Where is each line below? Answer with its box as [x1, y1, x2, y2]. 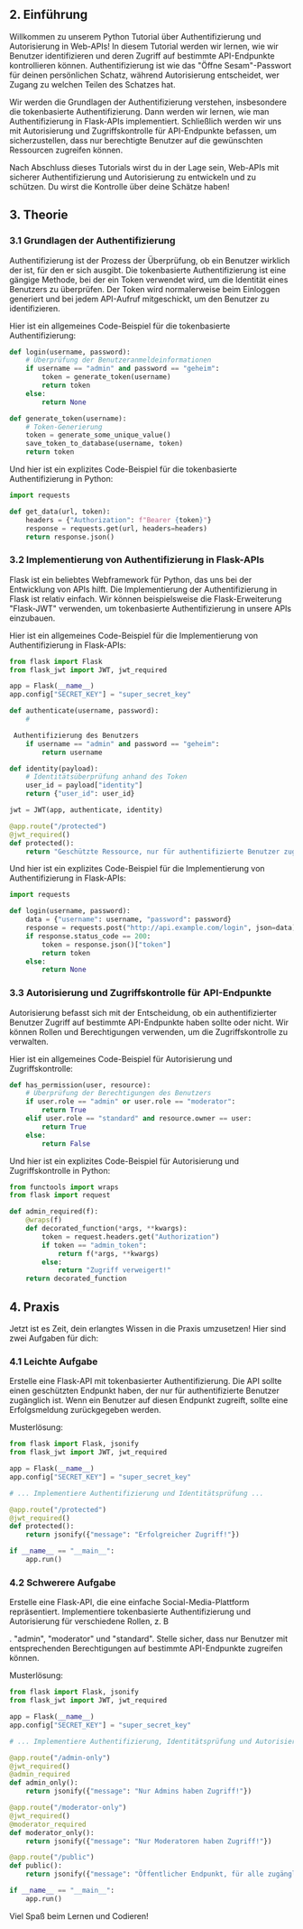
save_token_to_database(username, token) [25, 439, 183, 448]
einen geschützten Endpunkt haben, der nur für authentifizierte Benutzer [9, 1385, 280, 1397]
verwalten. [9, 1036, 49, 1047]
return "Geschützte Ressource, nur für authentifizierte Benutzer [25, 847, 280, 856]
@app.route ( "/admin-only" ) [9, 1753, 111, 1762]
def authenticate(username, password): [9, 706, 160, 715]
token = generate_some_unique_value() [25, 430, 171, 440]
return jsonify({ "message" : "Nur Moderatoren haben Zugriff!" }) [25, 1836, 272, 1846]
